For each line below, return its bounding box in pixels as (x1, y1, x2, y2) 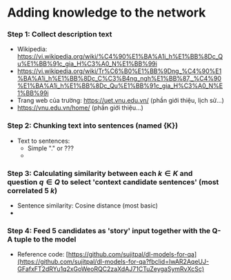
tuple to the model (14, 234, 77, 244)
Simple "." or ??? (27, 143, 74, 152)
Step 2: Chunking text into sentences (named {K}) (7, 121, 178, 130)
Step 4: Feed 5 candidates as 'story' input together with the (7, 226, 211, 235)
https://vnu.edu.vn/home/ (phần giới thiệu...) (17, 103, 143, 112)
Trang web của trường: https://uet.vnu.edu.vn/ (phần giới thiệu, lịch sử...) (17, 97, 224, 105)
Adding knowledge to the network (7, 5, 206, 21)
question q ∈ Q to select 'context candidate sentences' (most (7, 177, 219, 187)
